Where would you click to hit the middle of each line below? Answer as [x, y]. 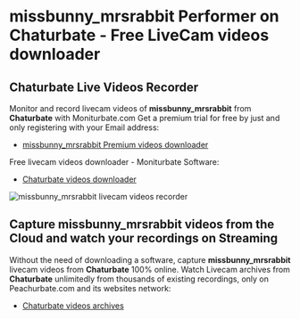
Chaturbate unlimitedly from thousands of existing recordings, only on [139, 279]
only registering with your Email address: [84, 127]
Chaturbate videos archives [73, 306]
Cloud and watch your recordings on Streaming [144, 238]
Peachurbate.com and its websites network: [90, 288]
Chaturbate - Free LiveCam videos [139, 35]
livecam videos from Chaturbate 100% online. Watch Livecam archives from [150, 269]
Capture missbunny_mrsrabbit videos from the [142, 225]
